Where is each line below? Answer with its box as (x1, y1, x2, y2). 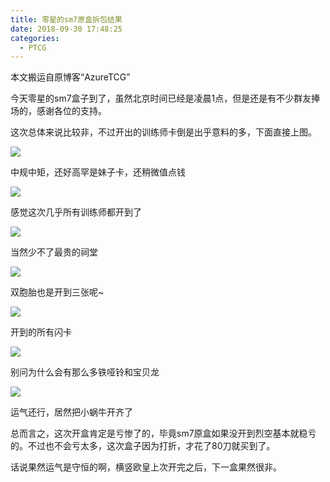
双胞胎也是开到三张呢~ (10, 286, 105, 298)
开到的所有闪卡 (10, 326, 72, 338)
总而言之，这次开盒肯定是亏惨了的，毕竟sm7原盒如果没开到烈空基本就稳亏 (10, 427, 317, 440)
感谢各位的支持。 (36, 105, 107, 117)
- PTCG (19, 42, 47, 53)
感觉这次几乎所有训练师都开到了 (10, 206, 142, 218)
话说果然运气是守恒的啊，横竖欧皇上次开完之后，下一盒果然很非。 (10, 461, 282, 473)
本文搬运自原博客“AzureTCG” (10, 71, 131, 83)
